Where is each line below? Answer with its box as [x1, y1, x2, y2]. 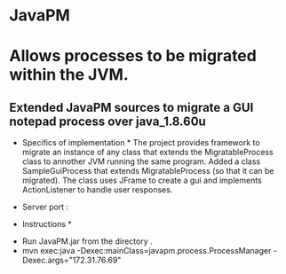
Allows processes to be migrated [9, 46, 258, 67]
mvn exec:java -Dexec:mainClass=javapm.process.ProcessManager [21, 246, 272, 256]
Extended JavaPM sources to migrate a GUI [9, 99, 254, 115]
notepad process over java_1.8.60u [9, 114, 206, 129]
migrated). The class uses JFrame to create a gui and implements [21, 175, 262, 186]
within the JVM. [9, 65, 129, 85]
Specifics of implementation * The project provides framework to [21, 137, 260, 148]
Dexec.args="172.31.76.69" [21, 254, 122, 266]
